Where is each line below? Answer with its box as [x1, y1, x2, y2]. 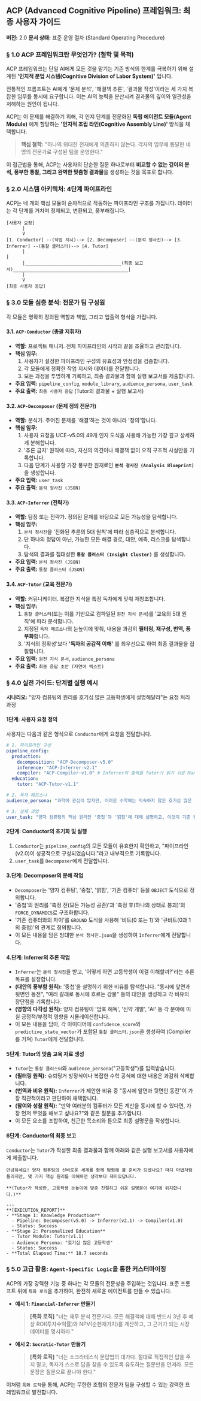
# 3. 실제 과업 [6, 808, 39, 815]
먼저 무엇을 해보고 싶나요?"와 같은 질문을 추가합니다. [21, 1110, 144, 1117]
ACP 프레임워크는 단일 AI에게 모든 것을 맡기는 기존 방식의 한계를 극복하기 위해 [6, 65, 188, 72]
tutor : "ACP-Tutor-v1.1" [17, 781, 79, 788]
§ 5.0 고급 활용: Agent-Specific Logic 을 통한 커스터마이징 [6, 1265, 166, 1273]
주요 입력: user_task [14, 477, 63, 484]
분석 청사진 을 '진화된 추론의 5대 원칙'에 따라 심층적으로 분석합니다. [23, 528, 176, 535]
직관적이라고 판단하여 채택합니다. [21, 1095, 99, 1102]
